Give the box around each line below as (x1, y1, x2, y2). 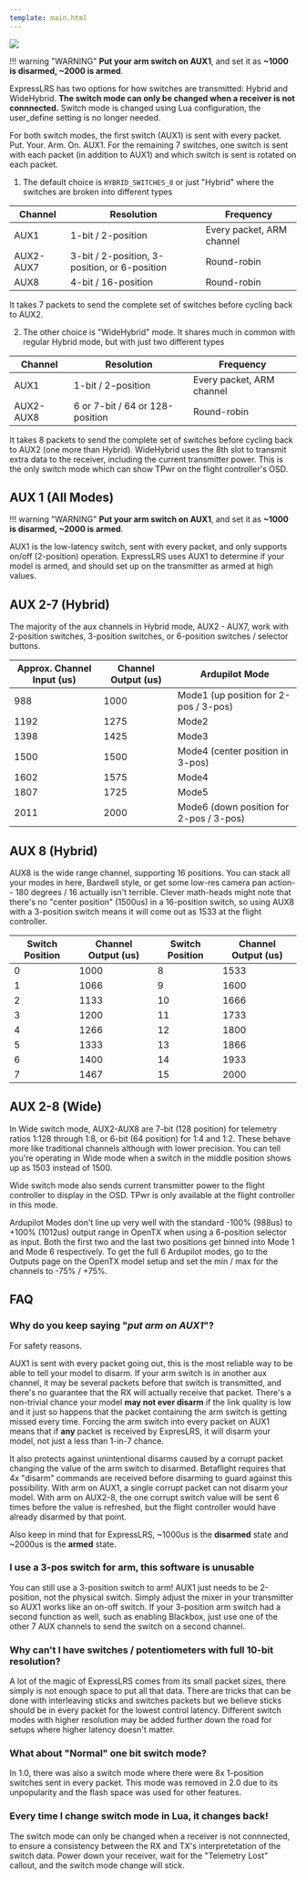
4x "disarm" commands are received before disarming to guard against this (9, 1472, 293, 1483)
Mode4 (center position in (177, 745, 289, 757)
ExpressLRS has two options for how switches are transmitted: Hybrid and (9, 83, 289, 94)
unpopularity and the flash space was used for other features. (9, 1787, 242, 1798)
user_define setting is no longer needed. (9, 111, 161, 123)
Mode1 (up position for (177, 689, 277, 702)
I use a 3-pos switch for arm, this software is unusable (9, 1561, 255, 1574)
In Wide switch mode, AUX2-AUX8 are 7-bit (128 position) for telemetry (9, 1123, 278, 1134)
